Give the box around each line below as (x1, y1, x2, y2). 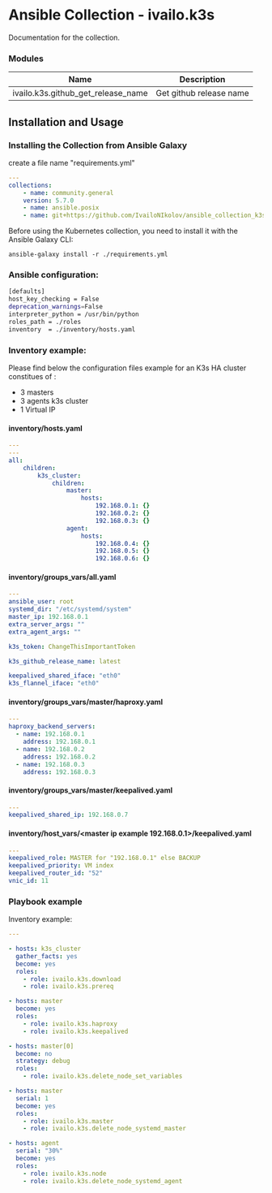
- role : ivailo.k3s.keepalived (23, 1027, 129, 1035)
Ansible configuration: (8, 270, 99, 281)
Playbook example (8, 896, 83, 907)
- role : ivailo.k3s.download (23, 975, 121, 983)
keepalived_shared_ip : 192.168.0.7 (8, 810, 129, 819)
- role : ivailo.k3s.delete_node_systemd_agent (23, 1177, 183, 1185)
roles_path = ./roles (8, 318, 82, 326)
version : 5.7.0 (23, 197, 74, 205)
